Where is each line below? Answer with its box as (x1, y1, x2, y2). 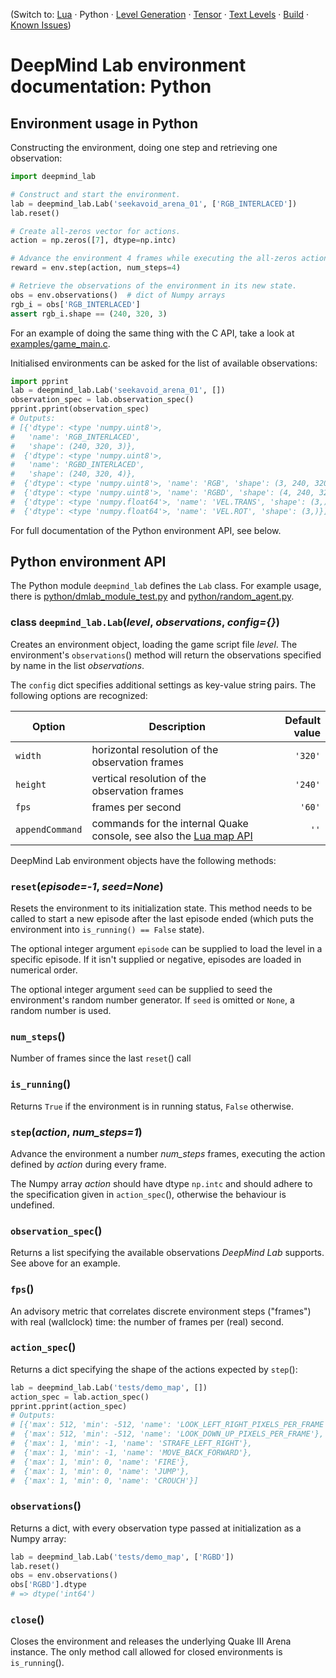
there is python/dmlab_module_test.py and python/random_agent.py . (10, 590, 295, 603)
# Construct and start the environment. (10, 189, 182, 199)
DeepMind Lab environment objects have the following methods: (10, 854, 277, 866)
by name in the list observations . (10, 659, 145, 671)
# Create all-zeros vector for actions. (10, 226, 182, 236)
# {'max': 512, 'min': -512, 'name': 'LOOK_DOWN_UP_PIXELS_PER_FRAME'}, (10, 1429, 325, 1439)
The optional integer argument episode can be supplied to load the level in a (10, 943, 323, 955)
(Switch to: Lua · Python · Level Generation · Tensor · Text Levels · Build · (10, 9, 310, 20)
